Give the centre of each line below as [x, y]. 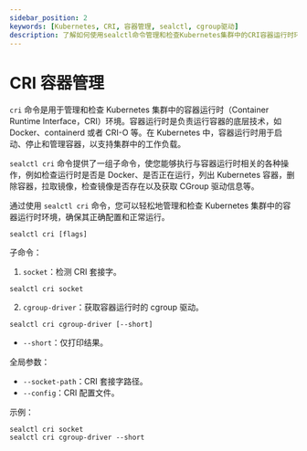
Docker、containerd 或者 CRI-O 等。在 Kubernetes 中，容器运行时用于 [142, 132]
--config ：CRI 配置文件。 [71, 393]
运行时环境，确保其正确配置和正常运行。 [93, 217]
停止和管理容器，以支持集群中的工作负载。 [105, 144]
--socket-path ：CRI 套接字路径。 [85, 382]
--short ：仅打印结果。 [65, 342]
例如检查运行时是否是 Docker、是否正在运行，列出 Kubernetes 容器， [156, 175]
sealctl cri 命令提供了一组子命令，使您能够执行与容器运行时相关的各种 [145, 163]
